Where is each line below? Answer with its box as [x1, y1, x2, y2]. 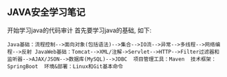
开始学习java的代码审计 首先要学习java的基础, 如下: [7, 26, 152, 34]
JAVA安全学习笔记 [7, 6, 86, 19]
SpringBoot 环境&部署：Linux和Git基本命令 [7, 63, 124, 70]
